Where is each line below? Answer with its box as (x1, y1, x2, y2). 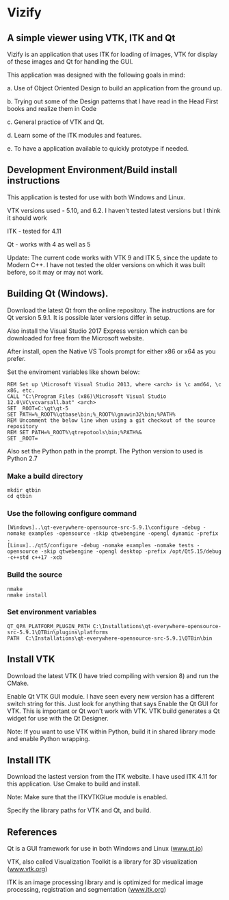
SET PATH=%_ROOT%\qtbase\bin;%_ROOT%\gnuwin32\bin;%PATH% (7, 411, 176, 418)
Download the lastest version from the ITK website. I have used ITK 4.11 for (7, 773, 217, 781)
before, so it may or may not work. (7, 268, 104, 276)
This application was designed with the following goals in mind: (7, 71, 186, 79)
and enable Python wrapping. (7, 734, 90, 742)
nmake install (7, 591, 48, 599)
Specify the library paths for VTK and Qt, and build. (7, 806, 152, 814)
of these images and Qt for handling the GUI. (7, 58, 133, 66)
